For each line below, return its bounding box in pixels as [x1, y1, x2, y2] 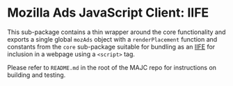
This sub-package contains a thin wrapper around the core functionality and [7, 28, 226, 36]
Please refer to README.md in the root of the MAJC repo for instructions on [7, 63, 217, 71]
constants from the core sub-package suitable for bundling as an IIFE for [7, 42, 216, 51]
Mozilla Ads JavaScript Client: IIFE [7, 5, 209, 21]
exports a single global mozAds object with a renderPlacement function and [7, 35, 218, 43]
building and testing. [7, 71, 66, 79]
